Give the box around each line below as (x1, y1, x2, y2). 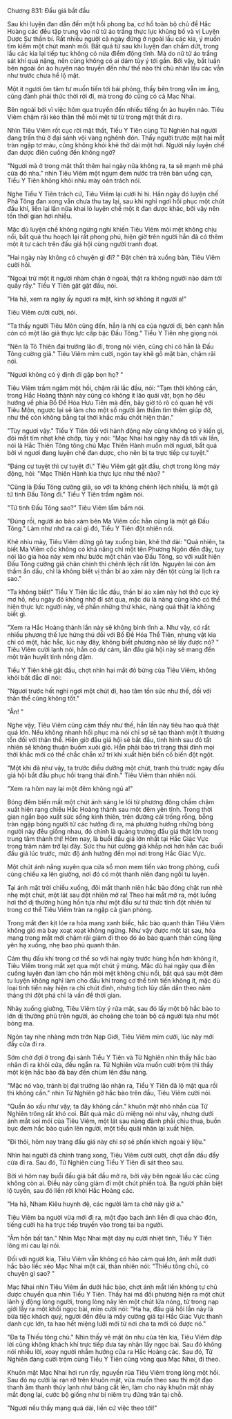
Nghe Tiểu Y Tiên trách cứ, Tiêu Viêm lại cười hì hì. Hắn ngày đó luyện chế (7, 190, 219, 198)
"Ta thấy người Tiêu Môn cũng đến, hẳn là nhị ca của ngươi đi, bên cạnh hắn (7, 322, 224, 330)
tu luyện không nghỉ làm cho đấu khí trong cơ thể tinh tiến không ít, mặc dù (7, 976, 220, 985)
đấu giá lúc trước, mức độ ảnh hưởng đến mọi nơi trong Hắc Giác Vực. (7, 849, 206, 857)
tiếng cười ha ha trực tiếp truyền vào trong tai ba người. (7, 1221, 164, 1229)
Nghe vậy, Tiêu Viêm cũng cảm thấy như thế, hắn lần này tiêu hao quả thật (7, 721, 220, 729)
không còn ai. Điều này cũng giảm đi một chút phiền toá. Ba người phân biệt (7, 1179, 223, 1187)
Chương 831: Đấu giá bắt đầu (7, 7, 90, 15)
